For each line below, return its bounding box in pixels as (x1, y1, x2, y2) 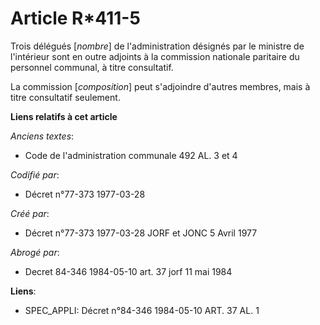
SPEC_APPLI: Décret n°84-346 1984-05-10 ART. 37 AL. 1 (24, 304, 260, 316)
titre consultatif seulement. (10, 91, 121, 103)
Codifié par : (10, 168, 60, 181)
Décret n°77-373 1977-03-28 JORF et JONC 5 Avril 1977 (24, 227, 258, 239)
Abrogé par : (10, 246, 60, 258)
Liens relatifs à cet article (10, 110, 118, 122)
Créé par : (10, 207, 50, 219)
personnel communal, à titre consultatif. (10, 61, 174, 73)
